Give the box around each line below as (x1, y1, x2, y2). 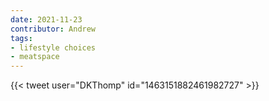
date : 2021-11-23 (10, 14, 83, 25)
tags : (10, 33, 33, 43)
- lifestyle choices (10, 42, 97, 53)
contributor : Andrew (10, 24, 97, 34)
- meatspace (10, 52, 60, 62)
